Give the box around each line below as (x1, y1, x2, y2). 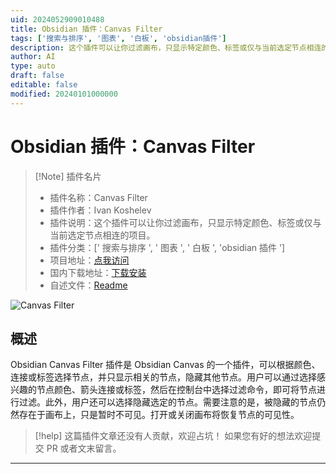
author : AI (10, 52, 56, 62)
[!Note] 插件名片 (34, 170, 102, 182)
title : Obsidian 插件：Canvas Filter (10, 24, 163, 34)
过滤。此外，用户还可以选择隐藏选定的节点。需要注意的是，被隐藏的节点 (18, 396, 317, 408)
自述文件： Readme (49, 279, 128, 291)
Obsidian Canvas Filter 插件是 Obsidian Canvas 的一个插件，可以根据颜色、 (10, 359, 321, 371)
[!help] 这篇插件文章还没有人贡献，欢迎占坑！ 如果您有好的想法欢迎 (34, 430, 313, 442)
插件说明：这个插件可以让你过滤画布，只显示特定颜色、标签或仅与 (49, 216, 322, 228)
